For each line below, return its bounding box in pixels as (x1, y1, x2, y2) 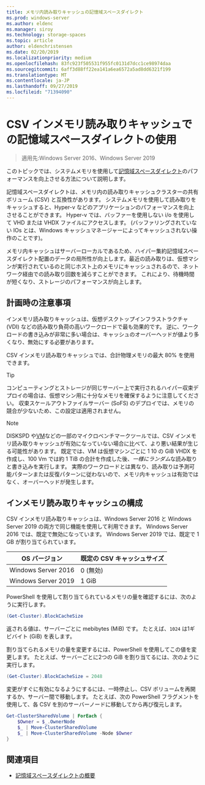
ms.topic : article (6, 37, 53, 44)
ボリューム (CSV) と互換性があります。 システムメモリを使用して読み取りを (6, 195, 197, 203)
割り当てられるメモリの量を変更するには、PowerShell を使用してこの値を (6, 646, 192, 653)
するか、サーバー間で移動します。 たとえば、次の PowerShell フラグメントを (6, 693, 199, 701)
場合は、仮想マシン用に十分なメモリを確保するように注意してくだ (27, 392, 194, 399)
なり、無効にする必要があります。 (11, 338, 97, 345)
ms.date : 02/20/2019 (6, 49, 59, 55)
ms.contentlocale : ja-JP (6, 77, 70, 84)
